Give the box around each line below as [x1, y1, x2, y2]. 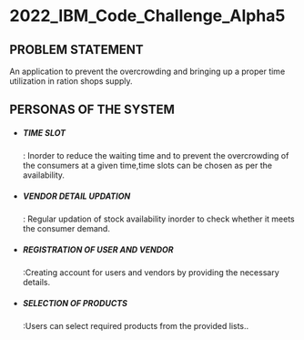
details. [22, 277, 51, 288]
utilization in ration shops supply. [9, 76, 134, 87]
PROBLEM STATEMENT [9, 42, 144, 57]
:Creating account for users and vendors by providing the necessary [22, 267, 279, 278]
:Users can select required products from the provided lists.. [22, 321, 249, 332]
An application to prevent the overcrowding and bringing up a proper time [9, 66, 286, 77]
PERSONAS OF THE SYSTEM [9, 102, 176, 118]
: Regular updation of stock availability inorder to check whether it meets [22, 213, 295, 224]
